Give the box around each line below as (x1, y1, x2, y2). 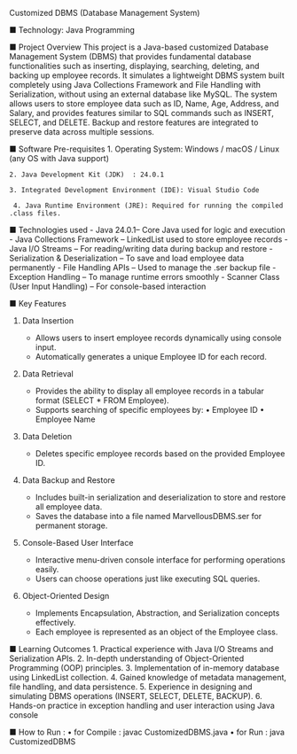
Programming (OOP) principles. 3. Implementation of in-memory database (9, 663, 280, 672)
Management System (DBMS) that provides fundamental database (9, 51, 252, 61)
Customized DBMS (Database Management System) (9, 8, 200, 18)
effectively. (35, 618, 76, 627)
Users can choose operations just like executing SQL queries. (35, 573, 261, 584)
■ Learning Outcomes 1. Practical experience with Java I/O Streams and (9, 644, 274, 654)
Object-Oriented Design (21, 591, 110, 601)
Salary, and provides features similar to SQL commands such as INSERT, (9, 108, 275, 118)
